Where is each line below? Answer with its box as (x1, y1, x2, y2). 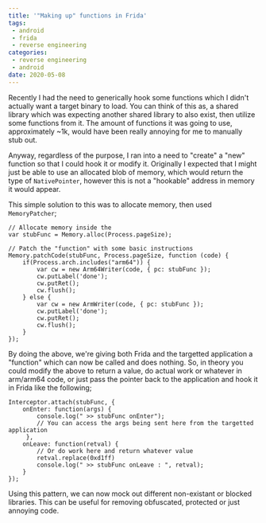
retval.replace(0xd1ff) (37, 454, 115, 462)
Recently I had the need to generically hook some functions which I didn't (8, 92, 249, 102)
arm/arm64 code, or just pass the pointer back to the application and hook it (8, 374, 258, 384)
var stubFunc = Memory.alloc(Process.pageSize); (8, 230, 172, 239)
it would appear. (8, 184, 61, 193)
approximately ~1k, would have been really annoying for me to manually (8, 127, 243, 136)
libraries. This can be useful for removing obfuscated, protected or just (8, 497, 241, 506)
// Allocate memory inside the (8, 224, 112, 232)
